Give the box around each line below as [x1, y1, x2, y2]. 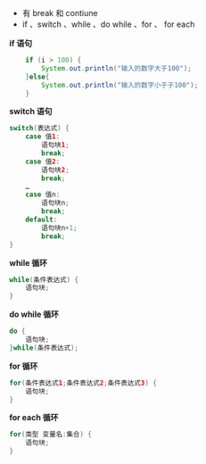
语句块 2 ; [41, 165, 70, 174]
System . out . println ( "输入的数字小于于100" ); [41, 80, 199, 89]
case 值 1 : [25, 132, 61, 141]
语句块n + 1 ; [41, 223, 78, 232]
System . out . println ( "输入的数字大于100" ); [41, 63, 192, 73]
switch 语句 [9, 106, 53, 117]
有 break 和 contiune [21, 8, 98, 18]
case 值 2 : [25, 157, 61, 166]
